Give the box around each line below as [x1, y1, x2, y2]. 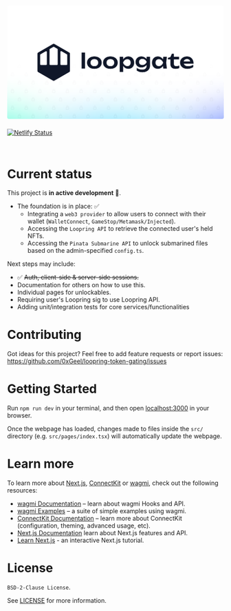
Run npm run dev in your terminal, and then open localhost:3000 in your [7, 404, 210, 413]
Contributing [7, 327, 82, 342]
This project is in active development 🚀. [7, 189, 122, 197]
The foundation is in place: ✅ [16, 202, 100, 211]
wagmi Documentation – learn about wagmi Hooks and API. [16, 499, 186, 508]
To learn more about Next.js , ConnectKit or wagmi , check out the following [7, 479, 219, 487]
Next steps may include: [7, 260, 76, 268]
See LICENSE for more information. [7, 597, 107, 604]
